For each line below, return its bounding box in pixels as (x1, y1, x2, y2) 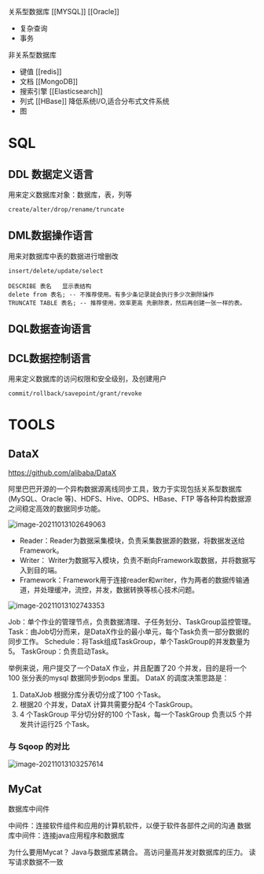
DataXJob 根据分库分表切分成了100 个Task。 (19, 690, 165, 699)
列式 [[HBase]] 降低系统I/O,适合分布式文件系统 (19, 97, 170, 106)
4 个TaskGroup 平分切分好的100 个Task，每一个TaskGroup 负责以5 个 (19, 709, 246, 719)
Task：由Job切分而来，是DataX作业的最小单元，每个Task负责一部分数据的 (8, 627, 250, 636)
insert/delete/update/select (8, 267, 104, 275)
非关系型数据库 (8, 50, 57, 59)
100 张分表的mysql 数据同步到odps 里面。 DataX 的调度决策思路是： (8, 673, 229, 683)
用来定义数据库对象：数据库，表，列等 (8, 190, 132, 199)
